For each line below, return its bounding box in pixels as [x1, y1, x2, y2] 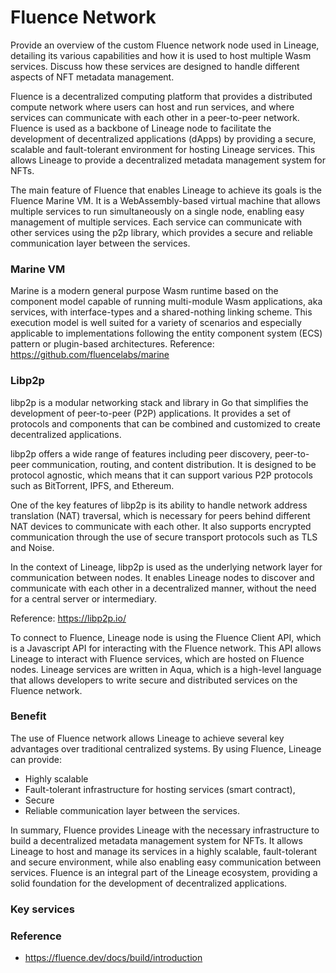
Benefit [10, 709, 47, 723]
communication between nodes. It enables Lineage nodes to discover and [10, 571, 315, 583]
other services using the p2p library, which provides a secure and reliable [10, 226, 313, 238]
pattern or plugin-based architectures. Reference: [10, 338, 215, 350]
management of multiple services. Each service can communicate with [10, 216, 302, 228]
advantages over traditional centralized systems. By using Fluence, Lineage [10, 742, 322, 755]
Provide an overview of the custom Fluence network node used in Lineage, [10, 39, 320, 51]
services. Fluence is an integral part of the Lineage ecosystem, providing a [10, 866, 318, 878]
